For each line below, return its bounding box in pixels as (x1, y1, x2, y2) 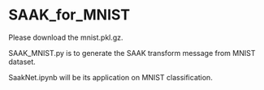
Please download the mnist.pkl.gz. (8, 32, 123, 42)
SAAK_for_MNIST (8, 6, 131, 24)
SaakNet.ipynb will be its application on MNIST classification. (8, 72, 213, 82)
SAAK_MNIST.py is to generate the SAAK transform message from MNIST (8, 48, 256, 58)
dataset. (8, 57, 37, 66)
